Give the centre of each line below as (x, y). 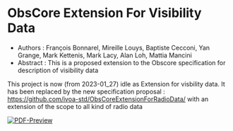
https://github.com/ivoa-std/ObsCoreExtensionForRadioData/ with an (108, 99)
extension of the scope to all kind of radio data (75, 106)
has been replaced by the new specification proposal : (86, 91)
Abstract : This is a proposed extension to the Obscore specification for (121, 62)
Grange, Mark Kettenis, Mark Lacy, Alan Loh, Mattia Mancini (104, 55)
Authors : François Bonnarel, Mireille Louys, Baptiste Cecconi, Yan (114, 47)
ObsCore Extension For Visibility (104, 13)
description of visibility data (58, 70)
